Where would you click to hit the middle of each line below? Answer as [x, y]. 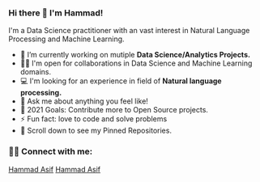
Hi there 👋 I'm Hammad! [56, 13]
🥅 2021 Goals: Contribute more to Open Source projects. [114, 110]
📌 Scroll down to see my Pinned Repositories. [96, 131]
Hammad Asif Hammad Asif [55, 169]
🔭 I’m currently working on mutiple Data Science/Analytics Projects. [135, 55]
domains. [35, 72]
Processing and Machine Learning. [66, 39]
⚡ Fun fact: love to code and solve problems [94, 119]
